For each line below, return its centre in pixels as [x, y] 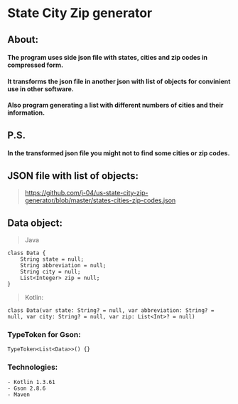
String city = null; [50, 271]
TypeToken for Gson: [44, 334]
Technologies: [33, 367]
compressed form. [36, 65]
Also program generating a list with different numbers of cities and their [115, 105]
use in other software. [41, 89]
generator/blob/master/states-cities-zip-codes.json [100, 200]
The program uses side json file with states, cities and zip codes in [108, 58]
